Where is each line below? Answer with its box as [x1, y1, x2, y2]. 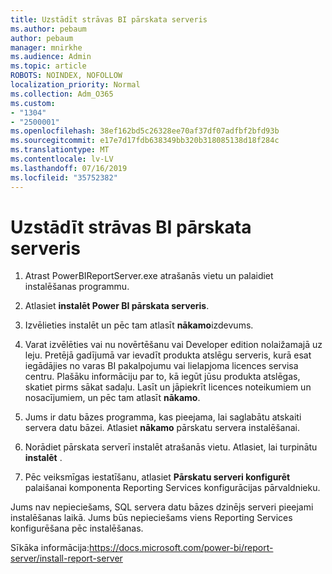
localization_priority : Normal [10, 80, 141, 90]
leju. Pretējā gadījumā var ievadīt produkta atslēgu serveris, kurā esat [24, 349, 312, 361]
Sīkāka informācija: [10, 542, 90, 554]
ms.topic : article [10, 61, 87, 71]
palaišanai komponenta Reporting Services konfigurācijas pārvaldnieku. [24, 482, 321, 494]
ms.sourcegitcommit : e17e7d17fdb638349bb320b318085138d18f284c [10, 136, 280, 146]
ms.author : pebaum [10, 24, 87, 34]
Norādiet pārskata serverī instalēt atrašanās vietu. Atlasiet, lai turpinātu [24, 441, 318, 453]
